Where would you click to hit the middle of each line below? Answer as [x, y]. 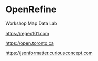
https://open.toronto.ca [30, 43]
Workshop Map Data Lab [31, 23]
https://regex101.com [27, 33]
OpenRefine [31, 9]
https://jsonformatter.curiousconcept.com [49, 53]
